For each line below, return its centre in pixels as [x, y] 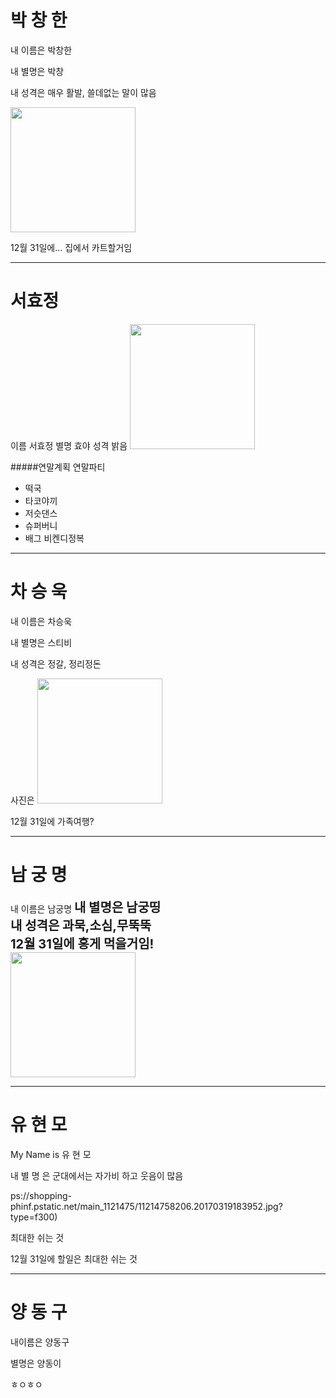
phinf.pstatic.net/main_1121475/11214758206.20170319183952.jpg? [146, 1206]
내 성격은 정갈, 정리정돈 [56, 663]
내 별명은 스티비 [41, 642]
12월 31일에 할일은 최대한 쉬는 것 [74, 1258]
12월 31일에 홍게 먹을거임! [82, 944]
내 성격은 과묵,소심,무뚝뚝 [81, 925]
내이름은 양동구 [40, 1342]
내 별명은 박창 [37, 71]
